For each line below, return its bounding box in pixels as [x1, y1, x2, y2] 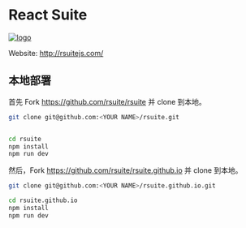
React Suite [8, 6, 88, 24]
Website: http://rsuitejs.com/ [8, 48, 104, 58]
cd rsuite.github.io [8, 196, 79, 204]
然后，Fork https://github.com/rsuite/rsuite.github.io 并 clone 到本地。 [8, 166, 243, 175]
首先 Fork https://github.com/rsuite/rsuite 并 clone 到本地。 [8, 97, 207, 106]
